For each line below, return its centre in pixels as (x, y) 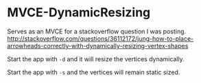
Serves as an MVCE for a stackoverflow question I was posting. (97, 31)
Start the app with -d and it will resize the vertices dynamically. (96, 59)
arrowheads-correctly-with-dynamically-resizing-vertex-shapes (98, 46)
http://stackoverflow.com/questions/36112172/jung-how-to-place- (100, 38)
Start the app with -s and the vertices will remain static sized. (94, 72)
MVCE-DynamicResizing (79, 13)
